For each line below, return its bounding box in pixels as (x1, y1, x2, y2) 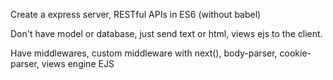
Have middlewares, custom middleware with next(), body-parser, (10, 47, 278, 59)
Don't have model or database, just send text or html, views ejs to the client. (10, 28, 323, 39)
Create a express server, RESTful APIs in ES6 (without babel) (10, 9, 262, 20)
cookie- (279, 47, 312, 59)
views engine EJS (41, 58, 115, 69)
